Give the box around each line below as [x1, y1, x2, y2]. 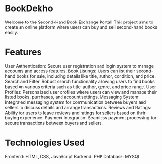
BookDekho [5, 3, 53, 14]
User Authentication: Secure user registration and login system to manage [5, 63, 154, 69]
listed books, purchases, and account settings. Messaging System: [5, 94, 140, 100]
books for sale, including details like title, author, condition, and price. [16, 73, 156, 79]
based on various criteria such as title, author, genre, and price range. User [5, 84, 156, 90]
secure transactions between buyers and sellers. [5, 120, 103, 126]
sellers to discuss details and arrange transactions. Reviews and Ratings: [5, 104, 152, 110]
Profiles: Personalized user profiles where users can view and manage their [5, 89, 157, 94]
